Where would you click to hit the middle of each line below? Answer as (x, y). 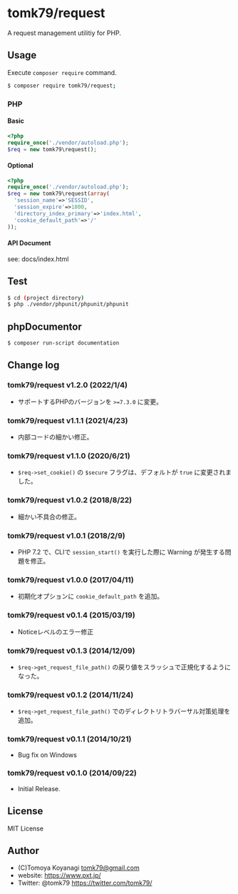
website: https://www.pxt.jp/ (59, 875)
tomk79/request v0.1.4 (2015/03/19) (71, 615)
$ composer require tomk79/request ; (62, 86)
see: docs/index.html (38, 259)
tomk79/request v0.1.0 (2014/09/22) (72, 773)
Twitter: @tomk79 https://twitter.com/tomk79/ (85, 883)
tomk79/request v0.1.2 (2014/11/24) (71, 695)
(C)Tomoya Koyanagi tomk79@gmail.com (79, 868)
